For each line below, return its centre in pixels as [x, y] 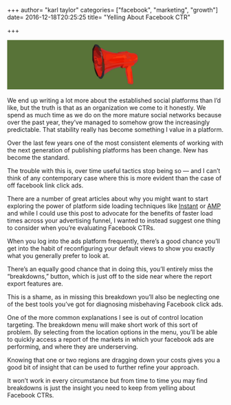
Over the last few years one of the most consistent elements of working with [115, 143]
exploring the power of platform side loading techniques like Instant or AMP [114, 206]
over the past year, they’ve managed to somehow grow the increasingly [109, 122]
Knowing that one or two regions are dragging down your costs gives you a [114, 360]
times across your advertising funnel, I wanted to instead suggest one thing [114, 220]
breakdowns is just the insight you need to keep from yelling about [101, 388]
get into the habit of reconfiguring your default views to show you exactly [111, 248]
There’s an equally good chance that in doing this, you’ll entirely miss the [110, 269]
